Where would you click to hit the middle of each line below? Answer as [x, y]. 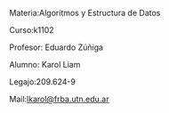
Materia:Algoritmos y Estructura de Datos [85, 13]
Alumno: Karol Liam [45, 65]
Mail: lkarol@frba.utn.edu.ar [59, 99]
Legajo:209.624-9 [42, 82]
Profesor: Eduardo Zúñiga [56, 47]
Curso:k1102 [32, 30]
